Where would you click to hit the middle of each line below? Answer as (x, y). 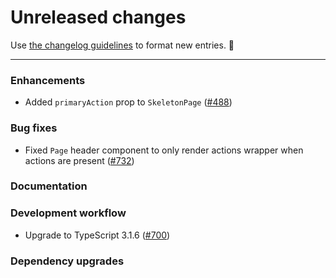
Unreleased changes (98, 17)
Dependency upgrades (67, 261)
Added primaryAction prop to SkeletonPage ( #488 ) (128, 102)
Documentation (49, 186)
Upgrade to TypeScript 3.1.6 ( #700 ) (97, 235)
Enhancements (48, 80)
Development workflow (68, 213)
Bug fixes (34, 128)
